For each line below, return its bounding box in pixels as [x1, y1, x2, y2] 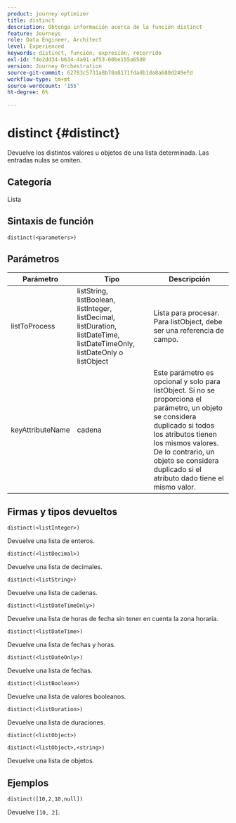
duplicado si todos [153, 420, 215, 430]
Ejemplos [7, 777, 49, 789]
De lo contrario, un [153, 447, 215, 457]
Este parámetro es [153, 367, 214, 377]
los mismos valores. [153, 438, 219, 447]
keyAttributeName [11, 425, 70, 435]
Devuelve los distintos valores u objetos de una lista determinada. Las [7, 148, 209, 157]
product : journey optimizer [7, 10, 90, 18]
